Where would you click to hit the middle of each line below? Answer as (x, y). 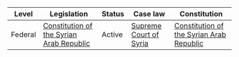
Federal (24, 34)
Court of (145, 34)
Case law (149, 14)
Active (112, 34)
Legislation (69, 14)
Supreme (147, 26)
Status (113, 14)
